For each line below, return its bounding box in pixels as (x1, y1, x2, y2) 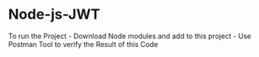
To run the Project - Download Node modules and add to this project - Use (8, 31, 252, 41)
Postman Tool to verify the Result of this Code (8, 39, 158, 48)
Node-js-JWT (8, 5, 101, 23)
